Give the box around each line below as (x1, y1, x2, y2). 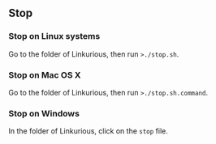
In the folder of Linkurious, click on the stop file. (8, 126, 169, 136)
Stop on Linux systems (8, 31, 101, 42)
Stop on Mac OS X (8, 69, 81, 80)
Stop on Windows (8, 108, 80, 119)
